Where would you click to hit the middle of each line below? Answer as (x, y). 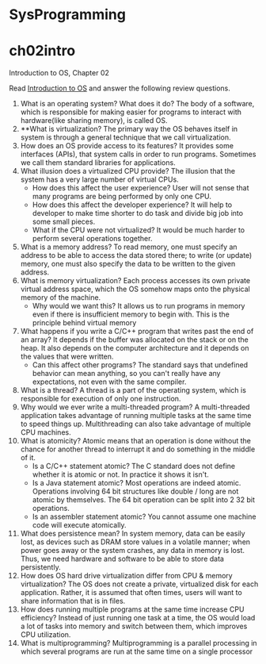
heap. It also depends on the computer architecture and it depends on (135, 348)
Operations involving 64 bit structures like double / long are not (135, 491)
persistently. (41, 567)
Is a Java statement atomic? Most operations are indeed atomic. (137, 483)
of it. (28, 458)
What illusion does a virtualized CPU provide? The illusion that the (128, 171)
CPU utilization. (46, 635)
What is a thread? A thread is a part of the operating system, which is (133, 390)
